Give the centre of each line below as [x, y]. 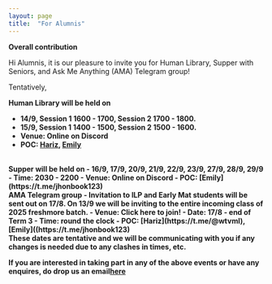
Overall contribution [43, 46]
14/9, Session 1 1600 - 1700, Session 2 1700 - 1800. [108, 118]
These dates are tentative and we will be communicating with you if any [132, 238]
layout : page [30, 16]
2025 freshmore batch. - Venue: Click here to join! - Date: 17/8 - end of [130, 212]
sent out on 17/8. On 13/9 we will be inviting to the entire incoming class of [136, 203]
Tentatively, [28, 87]
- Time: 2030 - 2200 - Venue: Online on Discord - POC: [103, 177]
